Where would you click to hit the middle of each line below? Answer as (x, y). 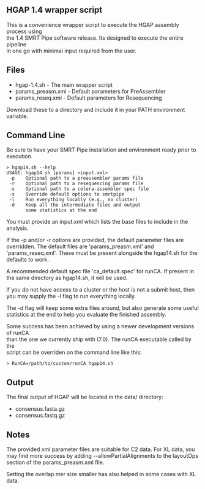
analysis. (17, 228)
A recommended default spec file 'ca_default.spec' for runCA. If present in (100, 271)
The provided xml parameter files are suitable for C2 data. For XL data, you (101, 449)
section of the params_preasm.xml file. (55, 462)
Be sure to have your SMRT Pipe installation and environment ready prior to (101, 150)
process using (24, 31)
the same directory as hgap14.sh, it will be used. (67, 278)
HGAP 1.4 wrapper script (54, 10)
